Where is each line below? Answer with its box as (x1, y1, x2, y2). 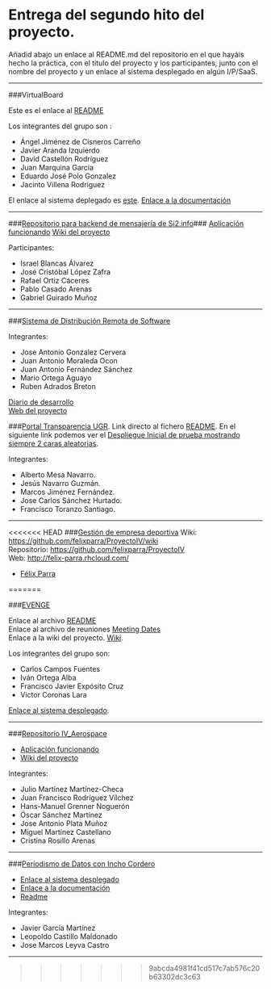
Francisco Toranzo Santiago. (19, 504, 115, 513)
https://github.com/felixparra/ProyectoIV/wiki (8, 535, 159, 546)
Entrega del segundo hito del (8, 6, 205, 24)
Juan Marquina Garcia (19, 162, 94, 172)
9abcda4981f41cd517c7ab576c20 (148, 963, 261, 973)
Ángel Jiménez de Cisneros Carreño (19, 136, 141, 146)
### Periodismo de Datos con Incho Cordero (8, 858, 156, 869)
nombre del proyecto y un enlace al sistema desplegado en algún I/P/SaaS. (8, 66, 258, 76)
